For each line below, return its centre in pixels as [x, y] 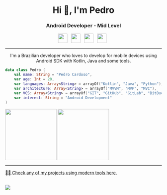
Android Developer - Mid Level [83, 26]
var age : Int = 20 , [34, 79]
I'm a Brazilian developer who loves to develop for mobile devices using [83, 56]
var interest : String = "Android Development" [63, 98]
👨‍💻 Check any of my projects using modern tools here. [61, 173]
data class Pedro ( [25, 70]
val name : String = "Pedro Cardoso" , [53, 75]
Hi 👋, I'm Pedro [83, 10]
